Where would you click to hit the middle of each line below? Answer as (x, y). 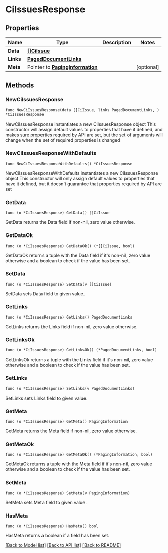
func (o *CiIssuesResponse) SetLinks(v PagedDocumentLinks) (70, 388)
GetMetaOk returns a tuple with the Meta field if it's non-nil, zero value (79, 464)
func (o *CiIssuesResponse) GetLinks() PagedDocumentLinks (69, 318)
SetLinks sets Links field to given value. (46, 398)
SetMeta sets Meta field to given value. (46, 502)
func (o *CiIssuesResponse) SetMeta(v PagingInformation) (68, 493)
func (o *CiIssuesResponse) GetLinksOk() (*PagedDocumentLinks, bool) (81, 350)
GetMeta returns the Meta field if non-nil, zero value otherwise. (71, 431)
